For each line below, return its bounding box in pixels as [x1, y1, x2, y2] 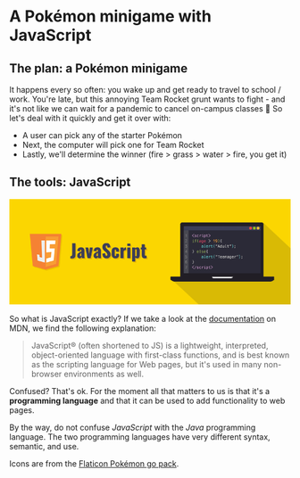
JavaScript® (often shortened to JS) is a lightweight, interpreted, [30, 340, 269, 350]
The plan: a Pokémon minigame [9, 61, 188, 76]
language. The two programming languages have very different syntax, [9, 431, 271, 442]
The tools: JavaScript [9, 175, 131, 190]
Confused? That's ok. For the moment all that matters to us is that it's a [9, 385, 271, 396]
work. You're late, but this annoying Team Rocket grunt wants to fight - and [9, 94, 286, 104]
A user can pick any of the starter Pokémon [21, 130, 183, 140]
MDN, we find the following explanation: [9, 323, 156, 334]
